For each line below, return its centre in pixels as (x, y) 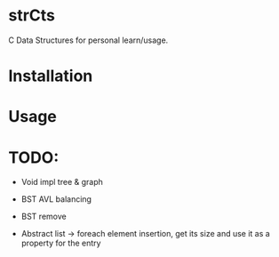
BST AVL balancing (56, 199)
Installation (51, 76)
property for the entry (61, 243)
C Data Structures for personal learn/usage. (88, 40)
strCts (32, 16)
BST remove (44, 217)
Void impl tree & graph (62, 182)
